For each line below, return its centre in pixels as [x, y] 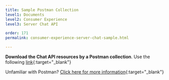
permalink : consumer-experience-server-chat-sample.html [67, 38]
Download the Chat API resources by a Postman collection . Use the [78, 57]
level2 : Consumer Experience [36, 19]
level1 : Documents [25, 15]
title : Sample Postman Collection [42, 10]
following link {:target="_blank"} [38, 62]
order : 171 [17, 33]
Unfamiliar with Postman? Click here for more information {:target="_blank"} [85, 72]
